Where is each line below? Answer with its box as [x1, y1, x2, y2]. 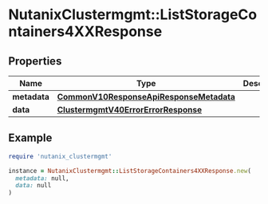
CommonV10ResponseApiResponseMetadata [57, 92, 235, 102]
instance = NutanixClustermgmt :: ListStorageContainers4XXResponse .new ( [8, 167, 251, 175]
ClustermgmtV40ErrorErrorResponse [57, 104, 202, 115]
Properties [8, 54, 62, 68]
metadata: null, [15, 174, 69, 182]
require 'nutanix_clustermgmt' [8, 152, 112, 160]
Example [8, 131, 53, 145]
